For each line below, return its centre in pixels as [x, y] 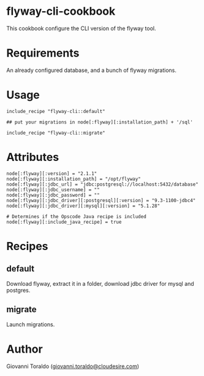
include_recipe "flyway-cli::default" [56, 111]
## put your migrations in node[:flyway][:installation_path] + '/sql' [100, 122]
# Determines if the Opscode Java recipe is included [77, 216]
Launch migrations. [31, 324]
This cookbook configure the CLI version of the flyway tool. [81, 28]
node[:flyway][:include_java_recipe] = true [64, 222]
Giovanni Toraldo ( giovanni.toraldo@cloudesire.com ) [73, 366]
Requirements [43, 53]
